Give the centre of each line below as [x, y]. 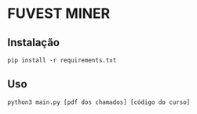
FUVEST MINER [59, 14]
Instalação [34, 43]
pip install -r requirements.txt [62, 60]
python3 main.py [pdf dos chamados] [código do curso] [99, 102]
